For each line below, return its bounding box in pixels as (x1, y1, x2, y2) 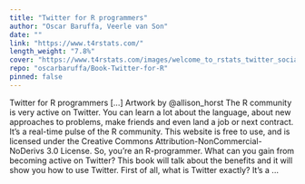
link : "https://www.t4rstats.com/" (9, 38, 144, 48)
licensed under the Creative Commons (9, 135, 154, 146)
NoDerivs (9, 145, 45, 156)
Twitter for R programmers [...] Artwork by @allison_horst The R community (9, 97, 292, 108)
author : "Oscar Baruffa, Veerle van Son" (9, 22, 169, 31)
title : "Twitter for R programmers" (9, 13, 148, 23)
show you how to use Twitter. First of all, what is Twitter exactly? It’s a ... (9, 164, 280, 175)
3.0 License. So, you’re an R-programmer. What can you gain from (46, 145, 295, 156)
